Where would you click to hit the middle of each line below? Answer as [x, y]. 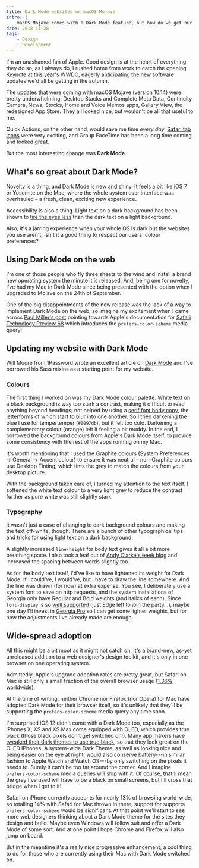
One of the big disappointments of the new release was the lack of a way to [99, 305]
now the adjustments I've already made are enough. [70, 617]
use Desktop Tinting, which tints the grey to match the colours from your [95, 466]
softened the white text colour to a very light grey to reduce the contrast [94, 490]
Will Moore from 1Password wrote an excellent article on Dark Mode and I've [99, 363]
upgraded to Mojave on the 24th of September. [64, 293]
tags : [13, 34]
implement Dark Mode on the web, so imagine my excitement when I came [97, 311]
